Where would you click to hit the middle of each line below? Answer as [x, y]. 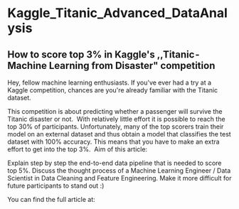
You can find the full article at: [52, 199]
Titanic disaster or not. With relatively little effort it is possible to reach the [116, 119]
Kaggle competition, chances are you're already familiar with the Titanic [113, 90]
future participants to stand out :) [56, 186]
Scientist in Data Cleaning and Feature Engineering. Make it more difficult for [119, 178]
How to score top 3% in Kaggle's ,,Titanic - [104, 54]
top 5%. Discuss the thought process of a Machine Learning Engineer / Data [119, 171]
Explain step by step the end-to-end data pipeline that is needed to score [115, 163]
